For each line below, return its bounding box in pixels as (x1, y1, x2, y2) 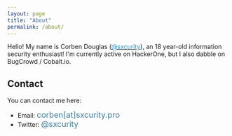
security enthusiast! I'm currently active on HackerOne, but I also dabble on (7, 50, 226, 58)
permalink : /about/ (7, 23, 64, 30)
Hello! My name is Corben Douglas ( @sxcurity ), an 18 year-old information (7, 43, 222, 51)
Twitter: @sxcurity (17, 119, 79, 130)
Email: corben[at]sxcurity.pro (17, 110, 121, 120)
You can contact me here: (7, 96, 82, 105)
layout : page (7, 10, 46, 18)
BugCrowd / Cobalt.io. (7, 57, 71, 66)
